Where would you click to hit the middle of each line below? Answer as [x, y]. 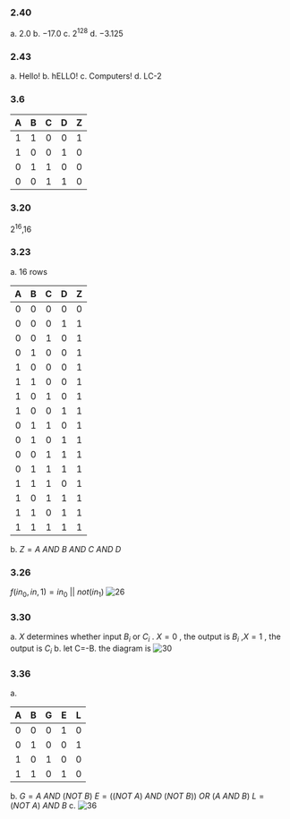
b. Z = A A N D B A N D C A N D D [66, 549]
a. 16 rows [29, 271]
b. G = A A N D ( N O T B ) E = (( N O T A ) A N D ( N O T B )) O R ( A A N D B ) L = [137, 796]
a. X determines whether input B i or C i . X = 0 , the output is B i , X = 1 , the [145, 637]
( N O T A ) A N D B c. [43, 806]
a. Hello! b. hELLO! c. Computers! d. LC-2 [86, 76]
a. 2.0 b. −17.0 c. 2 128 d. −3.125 [67, 33]
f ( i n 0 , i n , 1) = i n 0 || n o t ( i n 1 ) [57, 593]
